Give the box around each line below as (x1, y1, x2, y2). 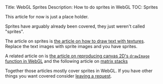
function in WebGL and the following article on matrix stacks (5, 58, 128, 64)
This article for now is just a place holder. (5, 14, 89, 19)
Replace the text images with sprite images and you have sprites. (5, 43, 137, 49)
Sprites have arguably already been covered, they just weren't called (5, 23, 145, 29)
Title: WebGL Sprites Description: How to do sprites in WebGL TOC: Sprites (5, 4, 158, 10)
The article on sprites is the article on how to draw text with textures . (5, 38, 145, 44)
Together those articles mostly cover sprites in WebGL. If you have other (5, 68, 153, 74)
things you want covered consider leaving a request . (5, 73, 112, 79)
